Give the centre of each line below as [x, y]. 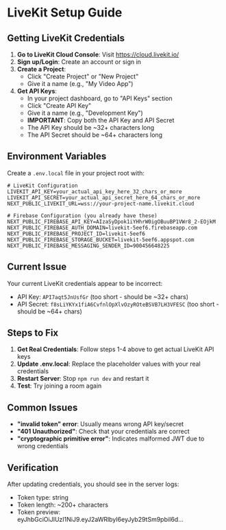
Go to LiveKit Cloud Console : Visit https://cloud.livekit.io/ [98, 54]
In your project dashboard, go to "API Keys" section [100, 98]
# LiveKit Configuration [42, 186]
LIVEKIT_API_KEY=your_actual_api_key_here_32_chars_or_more [95, 191]
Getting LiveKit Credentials [66, 38]
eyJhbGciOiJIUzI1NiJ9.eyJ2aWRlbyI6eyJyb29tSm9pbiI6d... [100, 520]
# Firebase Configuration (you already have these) [82, 216]
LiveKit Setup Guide [65, 13]
